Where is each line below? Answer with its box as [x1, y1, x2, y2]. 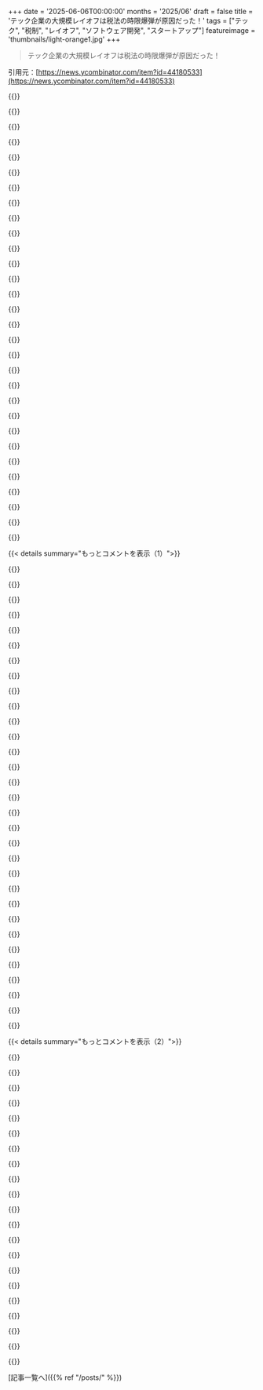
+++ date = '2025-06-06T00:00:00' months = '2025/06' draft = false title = [8, 7, 254, 16]
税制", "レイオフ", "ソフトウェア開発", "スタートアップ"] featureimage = [24, 26, 256, 35]
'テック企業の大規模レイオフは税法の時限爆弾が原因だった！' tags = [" [8, 16, 236, 25]
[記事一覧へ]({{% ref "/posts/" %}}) [8, 1373, 122, 1382]
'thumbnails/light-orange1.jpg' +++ [8, 35, 121, 44]
